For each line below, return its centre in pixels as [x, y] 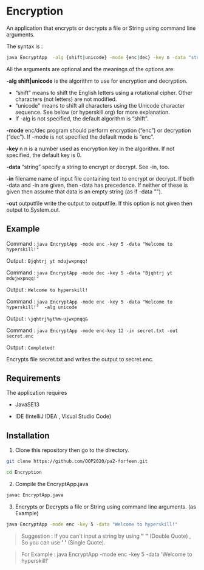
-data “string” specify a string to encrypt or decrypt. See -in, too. [88, 167]
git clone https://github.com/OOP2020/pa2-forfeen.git [77, 461]
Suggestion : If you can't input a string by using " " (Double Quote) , [106, 536]
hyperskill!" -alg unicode [42, 307]
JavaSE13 [27, 405]
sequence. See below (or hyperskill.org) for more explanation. [92, 112]
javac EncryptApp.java [35, 495]
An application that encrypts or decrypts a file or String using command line [101, 28]
